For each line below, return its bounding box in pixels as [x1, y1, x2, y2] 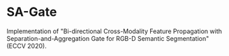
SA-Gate [6, 4, 57, 20]
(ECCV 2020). [6, 41, 47, 50]
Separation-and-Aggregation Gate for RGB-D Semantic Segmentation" [6, 34, 209, 42]
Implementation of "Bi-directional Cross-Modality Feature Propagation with [6, 27, 223, 35]
